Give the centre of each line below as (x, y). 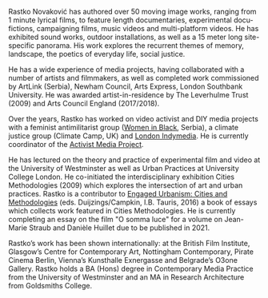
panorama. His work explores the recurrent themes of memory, (140, 46)
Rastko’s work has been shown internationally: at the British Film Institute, (129, 243)
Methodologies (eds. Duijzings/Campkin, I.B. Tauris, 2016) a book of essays (133, 202)
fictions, (22, 28)
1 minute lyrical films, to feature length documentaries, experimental (120, 20)
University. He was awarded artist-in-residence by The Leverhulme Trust (128, 95)
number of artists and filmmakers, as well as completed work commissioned (134, 78)
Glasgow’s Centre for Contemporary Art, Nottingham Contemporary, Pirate (131, 252)
